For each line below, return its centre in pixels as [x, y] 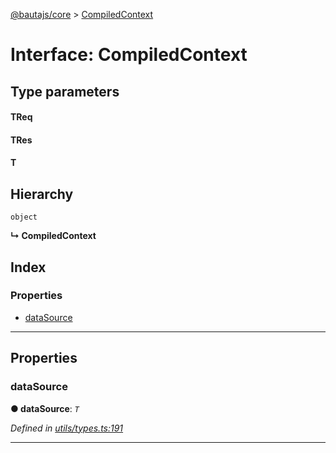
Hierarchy [42, 194]
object [24, 217]
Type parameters [65, 91]
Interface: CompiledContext [129, 55]
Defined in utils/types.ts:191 [67, 428]
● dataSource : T [45, 408]
